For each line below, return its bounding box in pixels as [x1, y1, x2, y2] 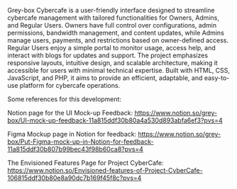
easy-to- [204, 74, 230, 82]
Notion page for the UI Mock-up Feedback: [7, 109, 133, 117]
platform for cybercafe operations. [19, 81, 121, 89]
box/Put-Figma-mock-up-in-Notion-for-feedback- [7, 137, 154, 146]
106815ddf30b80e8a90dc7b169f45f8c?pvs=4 [7, 173, 142, 182]
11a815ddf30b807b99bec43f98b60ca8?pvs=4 [7, 145, 144, 153]
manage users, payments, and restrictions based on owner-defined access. [7, 36, 229, 45]
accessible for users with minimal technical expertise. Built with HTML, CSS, [7, 67, 231, 74]
